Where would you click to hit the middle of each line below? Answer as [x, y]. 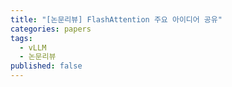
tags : [21, 38]
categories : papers [51, 29]
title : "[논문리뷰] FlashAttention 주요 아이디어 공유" [116, 19]
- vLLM [33, 47]
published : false [46, 66]
